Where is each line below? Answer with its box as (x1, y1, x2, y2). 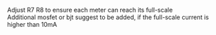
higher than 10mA (7, 21, 57, 28)
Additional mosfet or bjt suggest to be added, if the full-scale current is (7, 13, 209, 21)
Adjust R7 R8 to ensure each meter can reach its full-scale (7, 6, 173, 14)
